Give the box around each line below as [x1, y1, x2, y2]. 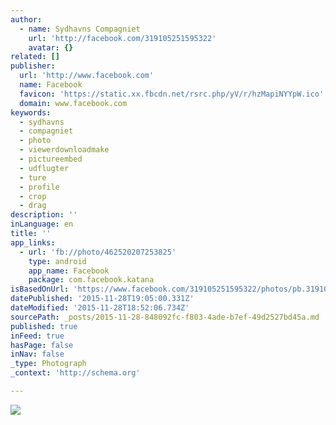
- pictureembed [19, 154, 83, 164]
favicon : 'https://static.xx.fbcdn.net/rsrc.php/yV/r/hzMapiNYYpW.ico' [19, 89, 325, 99]
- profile [19, 182, 60, 192]
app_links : [10, 237, 56, 248]
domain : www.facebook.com [19, 98, 128, 108]
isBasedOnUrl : [10, 284, 70, 295]
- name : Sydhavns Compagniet [19, 24, 141, 34]
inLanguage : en [10, 219, 74, 230]
